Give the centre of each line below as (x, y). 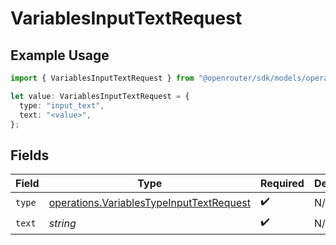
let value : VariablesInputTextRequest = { (100, 96)
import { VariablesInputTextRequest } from (102, 78)
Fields (30, 155)
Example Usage (60, 55)
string (62, 223)
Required (282, 184)
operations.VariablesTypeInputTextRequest (149, 202)
